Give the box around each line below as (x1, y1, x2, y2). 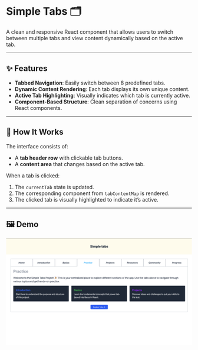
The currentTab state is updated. (14, 183, 94, 190)
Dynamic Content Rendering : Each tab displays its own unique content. (14, 85, 190, 92)
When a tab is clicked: (6, 172, 60, 179)
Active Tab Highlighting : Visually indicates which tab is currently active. (14, 92, 190, 99)
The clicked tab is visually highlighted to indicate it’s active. (14, 196, 159, 203)
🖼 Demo (6, 219, 39, 229)
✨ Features (6, 63, 48, 74)
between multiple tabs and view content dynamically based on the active (6, 34, 183, 41)
